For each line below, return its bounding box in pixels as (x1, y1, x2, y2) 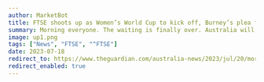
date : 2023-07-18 (8, 48, 65, 55)
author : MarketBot (8, 11, 68, 20)
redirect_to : (8, 55, 51, 63)
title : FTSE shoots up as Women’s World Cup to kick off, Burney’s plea (8, 19, 251, 27)
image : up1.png (8, 33, 58, 41)
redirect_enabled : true (8, 62, 86, 70)
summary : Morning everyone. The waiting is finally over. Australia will (8, 26, 255, 34)
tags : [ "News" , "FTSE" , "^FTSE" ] (8, 41, 118, 48)
